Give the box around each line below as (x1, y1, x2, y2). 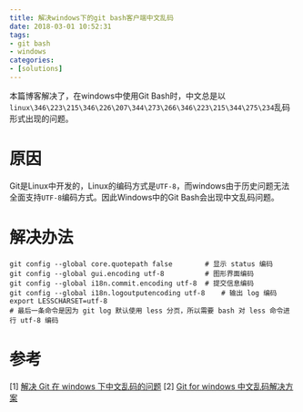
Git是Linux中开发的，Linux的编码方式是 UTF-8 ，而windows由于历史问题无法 (9, 180, 289, 191)
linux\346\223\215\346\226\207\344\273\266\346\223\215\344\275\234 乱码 (9, 101, 291, 112)
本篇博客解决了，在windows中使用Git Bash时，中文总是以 (9, 90, 226, 101)
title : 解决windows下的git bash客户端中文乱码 (9, 13, 175, 23)
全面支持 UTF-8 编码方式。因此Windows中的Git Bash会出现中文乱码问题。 (9, 191, 279, 202)
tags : (9, 30, 30, 39)
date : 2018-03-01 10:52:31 (9, 22, 112, 31)
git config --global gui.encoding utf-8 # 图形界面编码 (9, 269, 255, 278)
